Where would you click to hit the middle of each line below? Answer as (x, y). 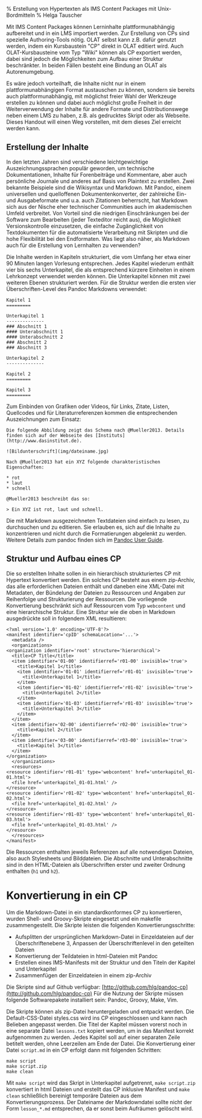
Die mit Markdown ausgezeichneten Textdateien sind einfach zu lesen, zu (98, 520)
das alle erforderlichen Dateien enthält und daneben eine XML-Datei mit (95, 586)
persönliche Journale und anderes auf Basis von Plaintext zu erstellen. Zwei (100, 181)
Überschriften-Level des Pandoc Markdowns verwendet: (77, 289)
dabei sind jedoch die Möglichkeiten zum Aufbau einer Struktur (85, 59)
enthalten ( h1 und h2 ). (33, 871)
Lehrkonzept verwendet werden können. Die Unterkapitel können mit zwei (98, 276)
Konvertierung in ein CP (67, 895)
